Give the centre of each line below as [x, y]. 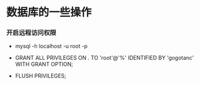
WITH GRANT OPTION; [44, 65]
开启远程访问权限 [31, 33]
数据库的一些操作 [49, 12]
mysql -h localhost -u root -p [51, 46]
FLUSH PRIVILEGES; [41, 76]
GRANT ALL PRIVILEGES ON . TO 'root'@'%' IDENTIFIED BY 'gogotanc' [105, 58]
